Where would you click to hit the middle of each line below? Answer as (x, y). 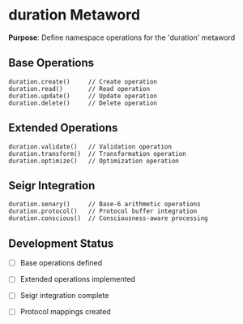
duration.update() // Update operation (83, 96)
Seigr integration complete (64, 296)
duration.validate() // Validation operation (90, 147)
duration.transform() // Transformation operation (97, 153)
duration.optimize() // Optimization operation (94, 161)
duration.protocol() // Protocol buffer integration (103, 212)
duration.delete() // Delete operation (83, 103)
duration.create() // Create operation (83, 82)
